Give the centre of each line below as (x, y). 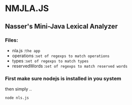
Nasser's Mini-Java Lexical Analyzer (61, 26)
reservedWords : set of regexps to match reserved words (70, 66)
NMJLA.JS (27, 8)
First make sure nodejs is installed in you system (63, 78)
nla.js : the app (26, 50)
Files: (12, 40)
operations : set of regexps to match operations (61, 56)
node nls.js (17, 98)
